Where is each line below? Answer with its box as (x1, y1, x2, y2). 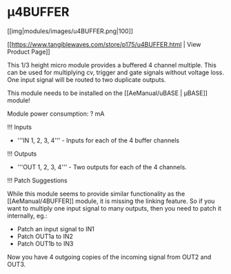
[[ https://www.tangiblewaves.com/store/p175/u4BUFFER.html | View (7, 40, 201, 48)
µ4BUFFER (7, 4, 70, 20)
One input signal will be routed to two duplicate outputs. (7, 75, 166, 83)
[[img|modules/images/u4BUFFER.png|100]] (7, 27, 133, 35)
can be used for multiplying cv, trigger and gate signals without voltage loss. (7, 68, 224, 76)
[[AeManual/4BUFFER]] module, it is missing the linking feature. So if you (7, 197, 215, 205)
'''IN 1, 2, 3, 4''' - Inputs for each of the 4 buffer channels (17, 136, 180, 145)
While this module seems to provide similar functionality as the (7, 189, 185, 198)
